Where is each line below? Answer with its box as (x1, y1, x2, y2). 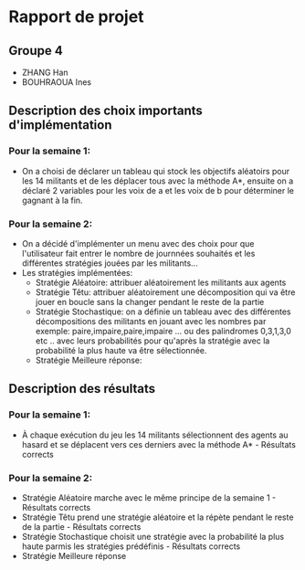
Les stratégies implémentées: (21, 267, 133, 278)
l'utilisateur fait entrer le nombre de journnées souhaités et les (21, 248, 256, 259)
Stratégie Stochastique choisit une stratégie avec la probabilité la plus (21, 531, 285, 542)
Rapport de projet (8, 6, 144, 27)
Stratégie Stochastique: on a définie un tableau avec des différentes (35, 306, 291, 317)
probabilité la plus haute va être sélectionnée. (35, 344, 207, 355)
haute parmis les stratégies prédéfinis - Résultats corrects (21, 541, 241, 552)
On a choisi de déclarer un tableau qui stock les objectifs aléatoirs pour (21, 165, 290, 176)
